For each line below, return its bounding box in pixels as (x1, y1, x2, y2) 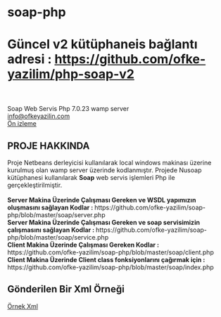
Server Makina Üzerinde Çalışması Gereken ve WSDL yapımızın (7, 195, 196, 204)
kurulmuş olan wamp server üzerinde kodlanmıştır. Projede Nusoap (7, 166, 202, 174)
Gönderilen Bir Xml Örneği (7, 283, 125, 295)
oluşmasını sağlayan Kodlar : (7, 203, 94, 212)
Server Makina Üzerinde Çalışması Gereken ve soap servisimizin (7, 218, 201, 226)
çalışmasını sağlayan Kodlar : (7, 226, 95, 234)
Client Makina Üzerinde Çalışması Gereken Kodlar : (7, 240, 160, 249)
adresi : (7, 51, 52, 67)
